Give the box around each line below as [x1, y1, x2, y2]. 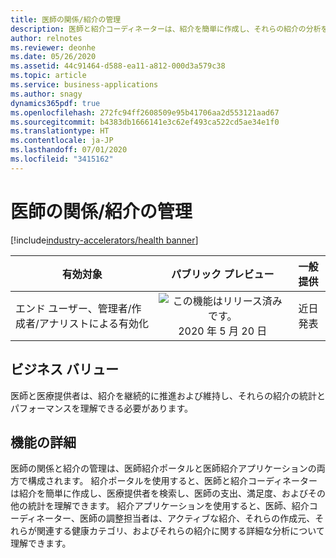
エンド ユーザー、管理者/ [15, 301, 132, 315]
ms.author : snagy [10, 89, 83, 99]
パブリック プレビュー [171, 267, 275, 281]
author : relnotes [10, 33, 83, 43]
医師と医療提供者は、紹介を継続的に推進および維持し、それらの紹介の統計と [10, 389, 326, 401]
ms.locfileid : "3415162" [10, 154, 114, 164]
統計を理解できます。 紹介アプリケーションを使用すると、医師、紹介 [27, 500, 310, 512]
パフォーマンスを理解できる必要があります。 [10, 402, 194, 414]
